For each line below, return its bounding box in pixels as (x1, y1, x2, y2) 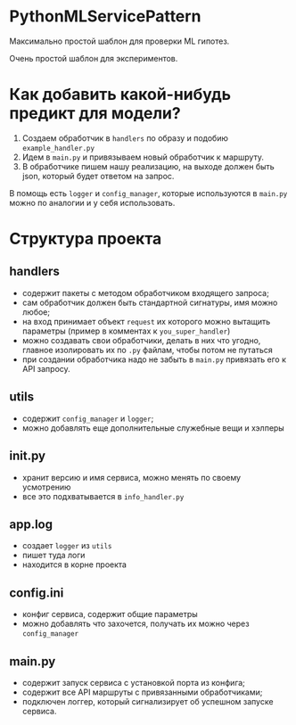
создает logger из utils (21, 540, 113, 551)
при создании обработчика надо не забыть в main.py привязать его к (21, 354, 287, 365)
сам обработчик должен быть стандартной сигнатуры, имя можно (21, 297, 278, 308)
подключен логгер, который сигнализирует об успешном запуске (21, 696, 274, 706)
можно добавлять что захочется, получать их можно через (21, 618, 250, 630)
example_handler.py (21, 144, 95, 152)
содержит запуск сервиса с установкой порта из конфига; (21, 677, 245, 688)
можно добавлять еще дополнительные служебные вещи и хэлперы (21, 422, 285, 433)
